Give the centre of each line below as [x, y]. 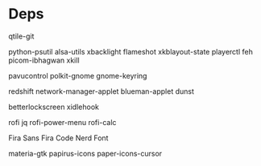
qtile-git [21, 36]
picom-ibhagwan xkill [44, 60]
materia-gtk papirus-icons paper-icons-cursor [85, 153]
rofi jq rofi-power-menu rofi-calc [62, 122]
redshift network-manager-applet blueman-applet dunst [101, 91]
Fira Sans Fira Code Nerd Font [58, 138]
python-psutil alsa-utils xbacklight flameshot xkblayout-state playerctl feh [131, 51]
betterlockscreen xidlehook [54, 107]
